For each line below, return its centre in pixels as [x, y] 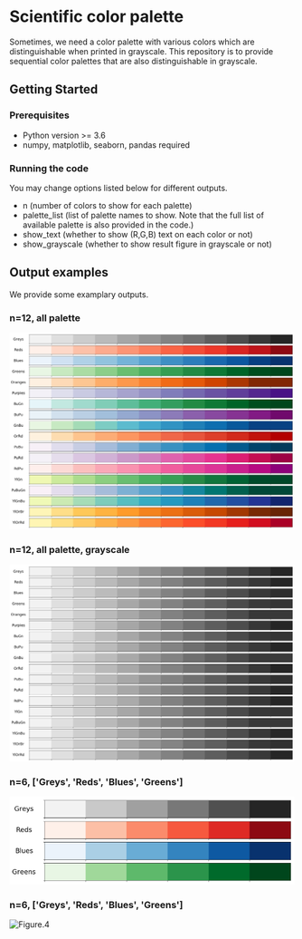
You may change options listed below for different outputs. [118, 188]
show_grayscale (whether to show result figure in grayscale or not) [147, 244]
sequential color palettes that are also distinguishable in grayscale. [133, 61]
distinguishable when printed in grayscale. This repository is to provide [142, 51]
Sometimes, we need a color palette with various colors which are [132, 42]
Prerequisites [39, 115]
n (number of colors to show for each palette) [107, 205]
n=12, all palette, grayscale [70, 550]
